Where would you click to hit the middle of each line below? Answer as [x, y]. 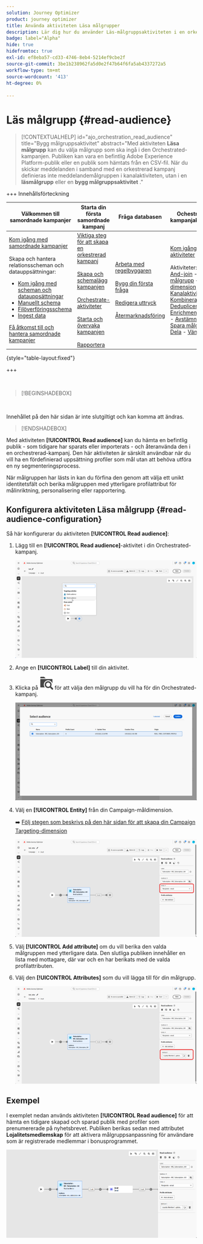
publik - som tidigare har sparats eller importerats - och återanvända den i [98, 447]
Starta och [90, 319]
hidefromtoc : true [29, 51]
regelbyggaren [134, 271]
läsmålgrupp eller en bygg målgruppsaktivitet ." [82, 182]
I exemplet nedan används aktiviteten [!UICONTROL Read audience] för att [100, 1115]
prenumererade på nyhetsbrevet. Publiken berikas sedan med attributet [95, 1128]
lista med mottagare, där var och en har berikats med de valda [92, 959]
